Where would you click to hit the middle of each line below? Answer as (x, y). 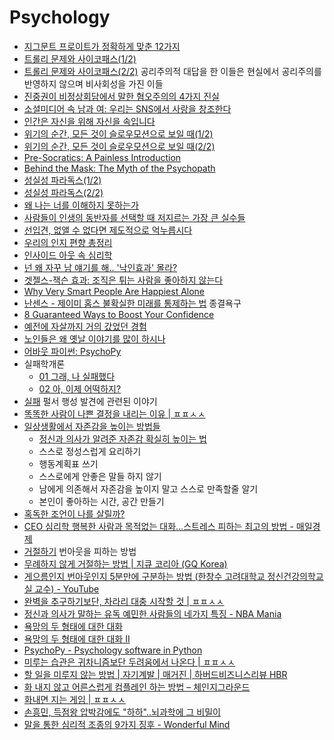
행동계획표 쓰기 (68, 463)
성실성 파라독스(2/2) (63, 192)
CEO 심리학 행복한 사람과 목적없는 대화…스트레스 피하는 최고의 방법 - (158, 526)
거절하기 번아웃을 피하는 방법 (80, 551)
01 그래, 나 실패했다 (77, 376)
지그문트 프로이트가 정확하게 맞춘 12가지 (102, 46)
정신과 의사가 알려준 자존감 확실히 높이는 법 (122, 438)
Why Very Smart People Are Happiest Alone (114, 291)
